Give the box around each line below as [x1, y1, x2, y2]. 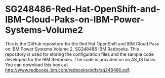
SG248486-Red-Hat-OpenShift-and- [5, 3, 161, 15]
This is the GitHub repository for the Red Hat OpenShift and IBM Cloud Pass [5, 40, 160, 46]
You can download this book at [5, 62, 68, 68]
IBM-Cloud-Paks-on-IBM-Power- [5, 14, 144, 25]
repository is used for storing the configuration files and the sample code [5, 51, 154, 57]
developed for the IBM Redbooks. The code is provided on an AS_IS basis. [5, 56, 157, 62]
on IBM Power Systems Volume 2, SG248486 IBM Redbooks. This [5, 46, 139, 52]
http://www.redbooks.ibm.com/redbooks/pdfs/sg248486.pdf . [5, 67, 130, 73]
